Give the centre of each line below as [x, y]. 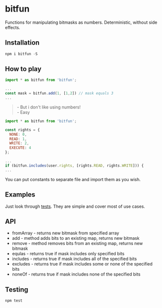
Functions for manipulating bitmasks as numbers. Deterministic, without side [81, 22]
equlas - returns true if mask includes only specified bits [68, 254]
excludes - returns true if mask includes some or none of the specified [82, 264]
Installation [22, 43]
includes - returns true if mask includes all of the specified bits [74, 259]
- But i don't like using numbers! [49, 107]
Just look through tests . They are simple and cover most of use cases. [75, 206]
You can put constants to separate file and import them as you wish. [73, 179]
